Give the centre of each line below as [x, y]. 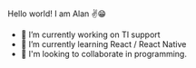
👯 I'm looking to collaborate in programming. [103, 54]
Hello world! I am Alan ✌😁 [57, 14]
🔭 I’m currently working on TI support [90, 34]
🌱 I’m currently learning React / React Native [103, 44]
